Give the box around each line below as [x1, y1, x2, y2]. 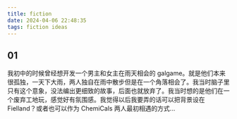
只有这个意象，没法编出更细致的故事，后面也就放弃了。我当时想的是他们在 [7, 87, 224, 95]
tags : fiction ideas [7, 23, 68, 30]
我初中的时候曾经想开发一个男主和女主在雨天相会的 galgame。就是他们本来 [7, 69, 226, 77]
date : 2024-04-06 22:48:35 [7, 17, 87, 24]
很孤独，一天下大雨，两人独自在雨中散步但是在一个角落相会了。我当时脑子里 [7, 78, 230, 87]
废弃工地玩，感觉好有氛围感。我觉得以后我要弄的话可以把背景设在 [13, 96, 205, 104]
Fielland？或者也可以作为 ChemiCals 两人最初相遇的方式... [7, 104, 176, 113]
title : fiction [7, 10, 52, 18]
